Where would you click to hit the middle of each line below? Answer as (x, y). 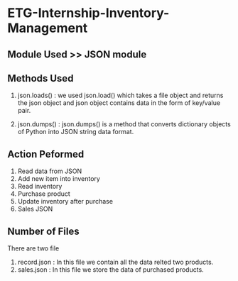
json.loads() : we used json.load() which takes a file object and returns (120, 95)
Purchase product (44, 194)
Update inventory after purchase (65, 202)
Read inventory (40, 187)
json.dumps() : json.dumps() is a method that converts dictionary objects (124, 124)
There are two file (33, 248)
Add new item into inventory (59, 179)
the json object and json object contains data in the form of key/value (119, 103)
